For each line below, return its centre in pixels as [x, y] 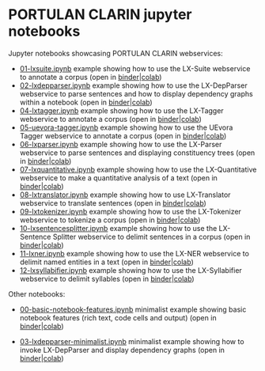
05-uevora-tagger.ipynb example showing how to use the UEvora [126, 127]
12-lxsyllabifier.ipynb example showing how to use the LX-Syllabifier [131, 270]
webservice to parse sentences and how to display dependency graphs [136, 93]
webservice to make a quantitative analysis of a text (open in [118, 178]
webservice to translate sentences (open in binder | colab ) [113, 203]
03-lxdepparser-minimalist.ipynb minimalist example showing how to [132, 341]
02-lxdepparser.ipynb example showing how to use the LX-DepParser [133, 85]
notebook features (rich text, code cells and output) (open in [118, 317]
